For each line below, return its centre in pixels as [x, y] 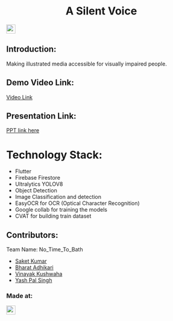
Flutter [23, 171]
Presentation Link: [41, 116]
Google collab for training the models [61, 210]
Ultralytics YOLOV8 [39, 184]
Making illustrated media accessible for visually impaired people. [86, 64]
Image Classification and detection [58, 197]
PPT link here [23, 130]
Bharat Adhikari [34, 267]
